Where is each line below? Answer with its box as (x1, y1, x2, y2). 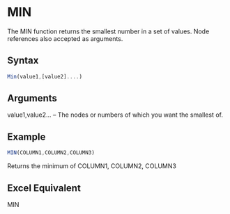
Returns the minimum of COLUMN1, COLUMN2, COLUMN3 (7, 162, 176, 170)
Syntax (7, 55, 39, 67)
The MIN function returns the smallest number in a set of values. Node (7, 27, 210, 35)
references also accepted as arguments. (7, 34, 123, 42)
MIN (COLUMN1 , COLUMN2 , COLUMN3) (7, 149, 95, 156)
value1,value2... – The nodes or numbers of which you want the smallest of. (7, 110, 223, 119)
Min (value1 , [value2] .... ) (7, 73, 82, 80)
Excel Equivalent (7, 182, 82, 194)
